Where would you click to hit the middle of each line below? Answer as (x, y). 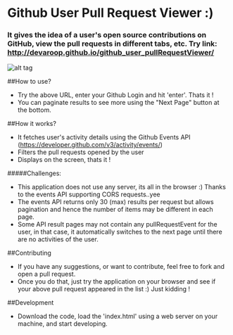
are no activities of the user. (58, 239)
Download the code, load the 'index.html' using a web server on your (118, 316)
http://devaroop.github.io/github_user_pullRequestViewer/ (111, 53)
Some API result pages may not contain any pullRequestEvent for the (117, 225)
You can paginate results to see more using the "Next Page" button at (118, 103)
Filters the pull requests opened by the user (81, 152)
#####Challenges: (34, 173)
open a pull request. (46, 274)
